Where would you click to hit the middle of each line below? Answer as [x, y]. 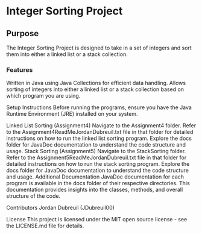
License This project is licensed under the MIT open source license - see [97, 220]
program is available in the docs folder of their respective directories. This [98, 183]
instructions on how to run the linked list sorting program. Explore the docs [99, 138]
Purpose [23, 33]
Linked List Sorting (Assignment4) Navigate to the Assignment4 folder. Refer [101, 125]
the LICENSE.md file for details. [45, 226]
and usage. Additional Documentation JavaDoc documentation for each [95, 177]
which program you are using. [43, 96]
